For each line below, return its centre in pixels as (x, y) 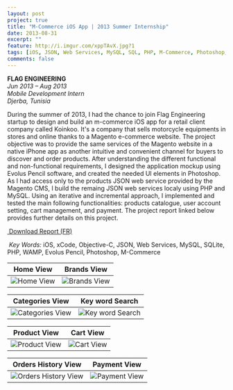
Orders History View (47, 364)
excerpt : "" (24, 40)
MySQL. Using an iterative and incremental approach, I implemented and (111, 195)
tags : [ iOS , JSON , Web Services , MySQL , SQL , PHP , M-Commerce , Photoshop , (118, 53)
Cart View (87, 332)
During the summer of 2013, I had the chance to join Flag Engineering (106, 114)
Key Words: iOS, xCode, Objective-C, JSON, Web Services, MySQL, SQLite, (117, 245)
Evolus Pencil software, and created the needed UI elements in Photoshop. (114, 173)
